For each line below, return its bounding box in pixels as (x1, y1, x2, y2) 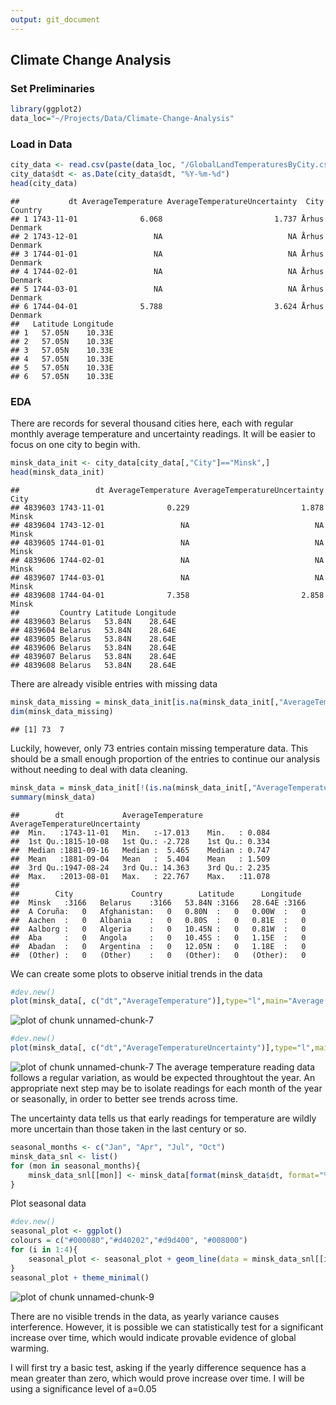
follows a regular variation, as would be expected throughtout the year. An (10, 1072, 316, 1084)
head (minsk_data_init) (10, 467, 105, 478)
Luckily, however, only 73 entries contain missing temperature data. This (10, 742, 309, 754)
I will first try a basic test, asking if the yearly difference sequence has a (10, 1361, 307, 1373)
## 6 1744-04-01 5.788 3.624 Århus (10, 301, 325, 311)
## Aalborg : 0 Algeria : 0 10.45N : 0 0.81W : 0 (10, 924, 307, 934)
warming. (10, 1342, 50, 1354)
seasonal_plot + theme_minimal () (10, 1272, 150, 1283)
